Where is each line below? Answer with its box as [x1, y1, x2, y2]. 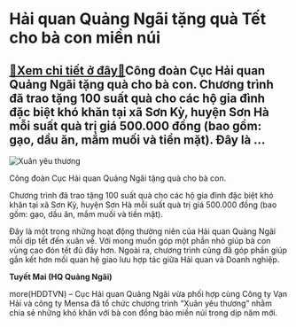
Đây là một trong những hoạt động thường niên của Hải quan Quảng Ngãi [9, 226, 277, 237]
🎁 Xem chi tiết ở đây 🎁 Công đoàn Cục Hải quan [9, 63, 266, 78]
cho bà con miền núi [9, 27, 161, 48]
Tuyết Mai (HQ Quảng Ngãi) [9, 271, 113, 282]
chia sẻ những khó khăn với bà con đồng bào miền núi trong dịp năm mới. [9, 308, 277, 318]
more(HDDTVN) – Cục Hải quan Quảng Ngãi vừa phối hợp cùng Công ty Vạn [9, 289, 288, 299]
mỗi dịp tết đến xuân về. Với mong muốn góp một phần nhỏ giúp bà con [9, 236, 271, 245]
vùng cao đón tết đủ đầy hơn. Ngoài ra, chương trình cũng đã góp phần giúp [9, 245, 288, 255]
